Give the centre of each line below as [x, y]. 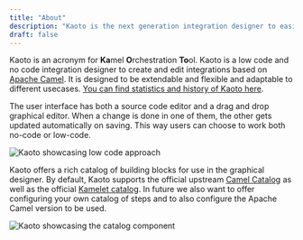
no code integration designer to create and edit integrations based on [138, 69]
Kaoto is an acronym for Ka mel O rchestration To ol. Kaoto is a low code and [149, 60]
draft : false [34, 34]
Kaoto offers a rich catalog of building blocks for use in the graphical [137, 170]
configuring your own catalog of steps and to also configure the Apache [143, 198]
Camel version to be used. [58, 208]
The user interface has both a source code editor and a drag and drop [139, 106]
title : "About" [38, 18]
